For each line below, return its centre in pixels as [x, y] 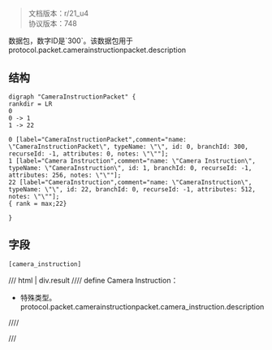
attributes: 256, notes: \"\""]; [65, 175]
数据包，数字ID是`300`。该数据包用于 [71, 41]
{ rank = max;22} [38, 203]
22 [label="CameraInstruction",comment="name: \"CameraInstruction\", [130, 182]
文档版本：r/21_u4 [58, 13]
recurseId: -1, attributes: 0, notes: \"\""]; [89, 154]
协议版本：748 [52, 24]
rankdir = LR [30, 104]
